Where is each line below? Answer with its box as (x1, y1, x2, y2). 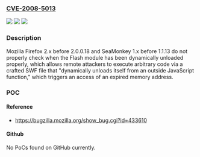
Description (6, 34, 42, 42)
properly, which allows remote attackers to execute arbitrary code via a (6, 60, 183, 68)
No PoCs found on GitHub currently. (6, 144, 96, 151)
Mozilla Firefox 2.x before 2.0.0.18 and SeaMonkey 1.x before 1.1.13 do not (6, 47, 188, 55)
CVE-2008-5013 (6, 4, 56, 13)
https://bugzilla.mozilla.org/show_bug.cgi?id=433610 (14, 117, 148, 124)
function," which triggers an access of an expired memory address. (6, 73, 173, 80)
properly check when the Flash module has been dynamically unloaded (6, 54, 184, 61)
